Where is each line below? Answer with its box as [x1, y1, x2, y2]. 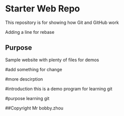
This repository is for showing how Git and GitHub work [5, 19, 119, 25]
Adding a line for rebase [5, 29, 55, 35]
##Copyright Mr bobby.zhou [5, 105, 64, 111]
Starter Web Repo [5, 3, 80, 14]
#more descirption [5, 76, 43, 82]
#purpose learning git [5, 95, 50, 101]
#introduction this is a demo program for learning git [5, 86, 113, 92]
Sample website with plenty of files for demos [5, 57, 100, 63]
